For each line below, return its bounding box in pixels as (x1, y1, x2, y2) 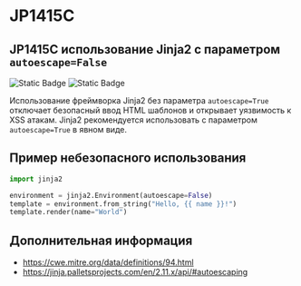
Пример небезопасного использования (9, 151, 247, 166)
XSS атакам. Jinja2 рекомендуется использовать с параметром (9, 114, 258, 125)
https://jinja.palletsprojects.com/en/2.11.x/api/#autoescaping (22, 267, 248, 278)
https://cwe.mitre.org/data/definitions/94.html (22, 257, 194, 268)
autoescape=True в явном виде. (9, 124, 127, 134)
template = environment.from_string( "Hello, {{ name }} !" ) (9, 199, 238, 209)
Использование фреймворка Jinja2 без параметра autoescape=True (9, 95, 269, 105)
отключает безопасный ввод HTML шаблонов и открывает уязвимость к (9, 105, 292, 115)
